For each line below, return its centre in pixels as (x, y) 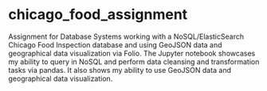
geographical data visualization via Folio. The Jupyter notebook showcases (132, 53)
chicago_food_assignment (98, 15)
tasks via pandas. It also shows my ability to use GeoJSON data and (120, 70)
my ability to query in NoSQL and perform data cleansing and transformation (134, 62)
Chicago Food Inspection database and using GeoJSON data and (115, 44)
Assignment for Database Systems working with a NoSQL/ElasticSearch (126, 36)
